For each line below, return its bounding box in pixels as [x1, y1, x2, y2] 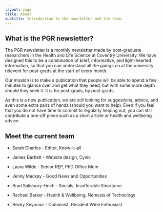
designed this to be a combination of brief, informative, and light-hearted [5, 58, 151, 63]
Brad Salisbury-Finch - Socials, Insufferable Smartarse [12, 183, 122, 188]
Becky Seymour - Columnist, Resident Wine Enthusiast [12, 202, 122, 207]
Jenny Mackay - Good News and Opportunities [12, 173, 107, 179]
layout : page [5, 7, 32, 12]
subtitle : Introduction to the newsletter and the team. [5, 16, 123, 21]
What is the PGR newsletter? [5, 34, 94, 42]
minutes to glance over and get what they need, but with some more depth [5, 82, 155, 88]
